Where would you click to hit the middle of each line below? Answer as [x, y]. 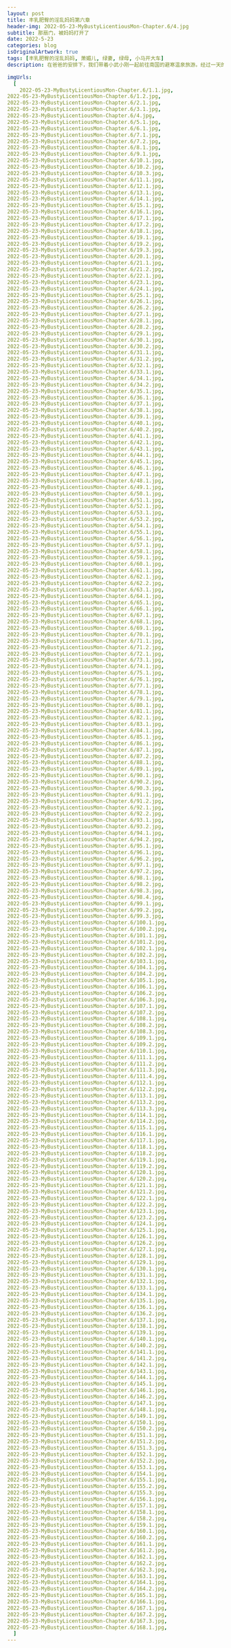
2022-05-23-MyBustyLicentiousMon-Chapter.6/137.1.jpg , [87, 1320]
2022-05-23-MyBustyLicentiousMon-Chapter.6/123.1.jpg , [87, 1211]
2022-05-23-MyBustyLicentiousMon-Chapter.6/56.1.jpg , [86, 538]
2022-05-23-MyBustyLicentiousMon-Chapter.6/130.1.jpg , [87, 1268]
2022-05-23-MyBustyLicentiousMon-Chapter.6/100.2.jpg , [87, 929]
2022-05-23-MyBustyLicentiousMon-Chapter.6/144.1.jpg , [87, 1378]
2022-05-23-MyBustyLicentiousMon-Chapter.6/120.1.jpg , [87, 1173]
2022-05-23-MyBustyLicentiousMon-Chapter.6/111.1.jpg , [87, 1057]
